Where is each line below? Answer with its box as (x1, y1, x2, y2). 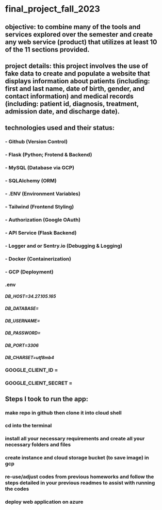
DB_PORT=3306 (5, 342, 39, 348)
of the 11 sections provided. (5, 45, 90, 54)
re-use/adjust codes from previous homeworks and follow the (5, 474, 154, 480)
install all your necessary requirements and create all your (5, 435, 145, 442)
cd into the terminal (5, 422, 52, 429)
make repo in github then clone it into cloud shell (5, 409, 122, 416)
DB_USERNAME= (5, 318, 40, 323)
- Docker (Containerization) (5, 255, 71, 262)
